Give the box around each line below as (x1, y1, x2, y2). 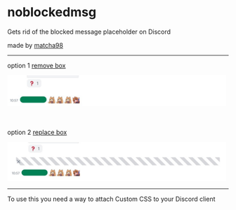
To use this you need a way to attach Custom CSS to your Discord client (7, 195, 216, 204)
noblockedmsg (7, 4, 97, 20)
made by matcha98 (7, 41, 63, 49)
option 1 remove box (7, 61, 66, 70)
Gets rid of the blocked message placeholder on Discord (7, 27, 171, 36)
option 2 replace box (7, 128, 67, 136)
